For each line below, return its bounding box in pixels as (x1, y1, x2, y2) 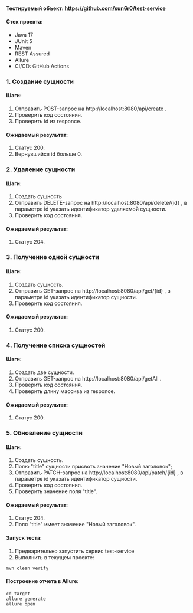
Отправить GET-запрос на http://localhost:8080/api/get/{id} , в (14, 287, 171, 294)
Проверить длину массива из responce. (14, 387, 116, 395)
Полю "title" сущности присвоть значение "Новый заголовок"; (14, 463, 172, 470)
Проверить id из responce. (14, 117, 81, 124)
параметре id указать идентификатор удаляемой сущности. (14, 205, 166, 212)
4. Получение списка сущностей (6, 341, 106, 349)
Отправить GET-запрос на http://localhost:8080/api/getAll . (14, 375, 162, 382)
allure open (6, 601, 35, 607)
